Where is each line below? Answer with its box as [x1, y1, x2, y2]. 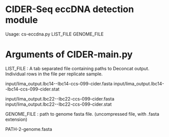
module [5, 14, 38, 26]
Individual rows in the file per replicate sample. [5, 71, 103, 77]
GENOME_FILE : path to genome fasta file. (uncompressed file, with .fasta [5, 111, 160, 117]
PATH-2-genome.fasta [5, 126, 52, 132]
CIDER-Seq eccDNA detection [5, 4, 134, 15]
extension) [5, 116, 28, 122]
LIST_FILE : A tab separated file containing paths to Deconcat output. [5, 65, 150, 71]
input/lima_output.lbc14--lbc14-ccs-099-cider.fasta [5, 80, 113, 86]
